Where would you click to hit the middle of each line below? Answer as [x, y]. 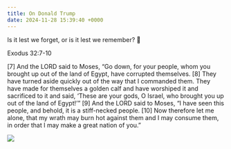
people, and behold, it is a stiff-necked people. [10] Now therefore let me [111, 110]
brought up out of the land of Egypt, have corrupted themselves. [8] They [112, 74]
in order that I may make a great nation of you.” [74, 125]
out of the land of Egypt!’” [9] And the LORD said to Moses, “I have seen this [116, 103]
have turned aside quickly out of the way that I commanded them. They [109, 81]
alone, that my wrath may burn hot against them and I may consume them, [113, 117]
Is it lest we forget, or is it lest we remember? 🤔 [74, 39]
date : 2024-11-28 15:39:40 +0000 [55, 20]
